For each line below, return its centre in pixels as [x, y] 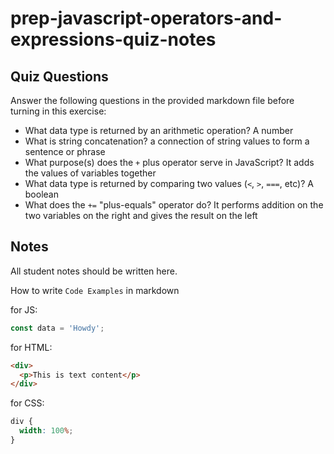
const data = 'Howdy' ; [57, 328]
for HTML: [31, 347]
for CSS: [27, 403]
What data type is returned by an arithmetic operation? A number [159, 130]
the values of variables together [90, 173]
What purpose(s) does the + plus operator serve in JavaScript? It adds [169, 162]
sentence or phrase [65, 151]
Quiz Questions [59, 76]
